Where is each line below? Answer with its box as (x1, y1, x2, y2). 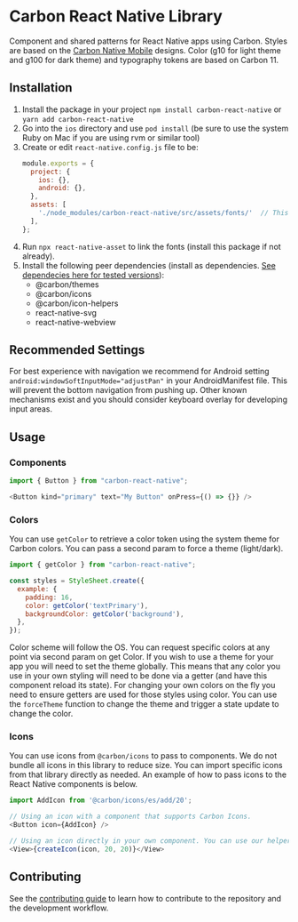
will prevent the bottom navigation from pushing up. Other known (9, 385, 247, 396)
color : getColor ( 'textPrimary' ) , (25, 601, 149, 610)
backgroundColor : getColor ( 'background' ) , (25, 609, 184, 619)
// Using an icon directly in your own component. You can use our (9, 837, 264, 846)
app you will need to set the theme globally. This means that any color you (9, 661, 281, 672)
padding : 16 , (25, 593, 74, 602)
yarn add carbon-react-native (21, 115, 135, 124)
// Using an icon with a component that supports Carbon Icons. (9, 812, 252, 822)
